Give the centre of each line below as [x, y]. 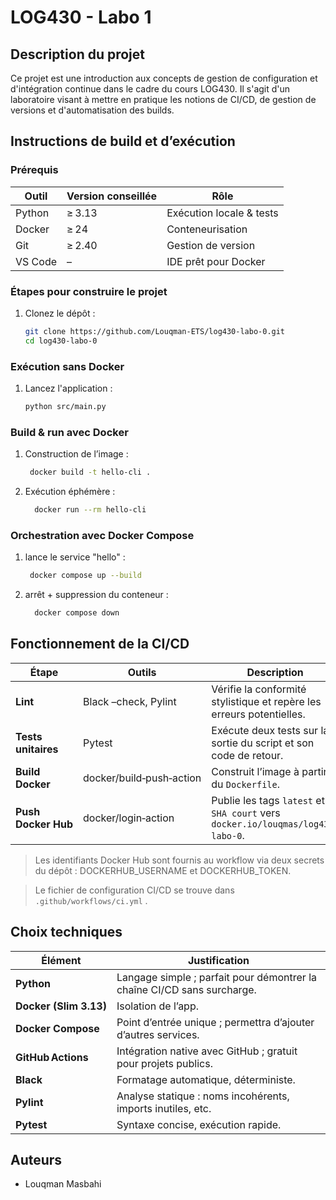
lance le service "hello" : [75, 557]
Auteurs [36, 1160]
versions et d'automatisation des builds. [92, 110]
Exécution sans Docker [67, 366]
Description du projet [78, 54]
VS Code [36, 261]
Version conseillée [112, 196]
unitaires [37, 749]
